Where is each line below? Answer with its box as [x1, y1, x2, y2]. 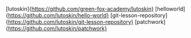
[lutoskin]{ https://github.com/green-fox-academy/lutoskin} [5, 6, 154, 12]
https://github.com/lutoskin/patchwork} [7, 25, 107, 32]
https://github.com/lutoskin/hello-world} [7, 12, 109, 19]
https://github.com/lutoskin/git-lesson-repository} [7, 18, 134, 25]
